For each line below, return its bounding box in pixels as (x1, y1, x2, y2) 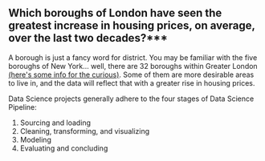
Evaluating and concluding (19, 143, 108, 153)
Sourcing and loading (19, 118, 91, 127)
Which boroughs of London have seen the (8, 6, 222, 20)
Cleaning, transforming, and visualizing (19, 126, 150, 135)
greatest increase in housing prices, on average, (8, 19, 255, 33)
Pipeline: (8, 102, 38, 111)
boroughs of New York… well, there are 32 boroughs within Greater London (8, 61, 259, 70)
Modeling (19, 135, 52, 144)
